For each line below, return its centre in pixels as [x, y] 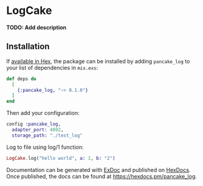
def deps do [21, 79]
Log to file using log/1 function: [45, 147]
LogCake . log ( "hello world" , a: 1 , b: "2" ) [61, 158]
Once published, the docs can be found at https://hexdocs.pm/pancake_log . [102, 176]
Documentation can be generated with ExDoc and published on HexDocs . [98, 170]
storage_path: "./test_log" [47, 135]
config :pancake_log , [34, 124]
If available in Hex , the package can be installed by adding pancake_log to [98, 61]
